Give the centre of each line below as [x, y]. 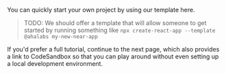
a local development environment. [55, 63]
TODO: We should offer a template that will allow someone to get [115, 23]
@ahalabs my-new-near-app [61, 37]
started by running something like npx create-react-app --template [120, 30]
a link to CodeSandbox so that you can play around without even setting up [113, 56]
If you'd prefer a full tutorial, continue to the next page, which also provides [113, 49]
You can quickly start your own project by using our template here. [101, 10]
